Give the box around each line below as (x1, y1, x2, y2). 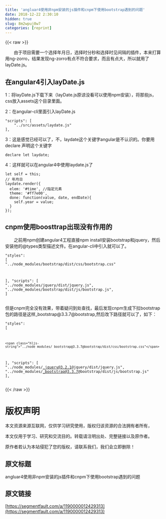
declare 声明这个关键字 (5, 142, 52, 149)
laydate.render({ (5, 181, 41, 186)
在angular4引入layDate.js (5, 78, 85, 86)
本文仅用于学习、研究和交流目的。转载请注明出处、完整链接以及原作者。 (5, 433, 152, 439)
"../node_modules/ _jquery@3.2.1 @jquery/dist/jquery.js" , (5, 365, 125, 370)
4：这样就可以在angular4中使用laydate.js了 (5, 161, 93, 167)
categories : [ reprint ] (5, 26, 52, 31)
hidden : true (5, 16, 32, 21)
